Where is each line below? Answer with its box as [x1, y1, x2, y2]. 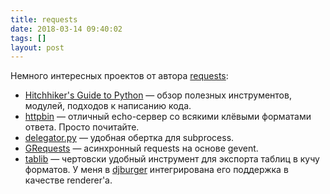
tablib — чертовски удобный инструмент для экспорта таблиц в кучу [24, 153, 320, 165]
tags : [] [10, 33, 47, 43]
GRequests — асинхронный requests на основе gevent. [24, 142, 259, 155]
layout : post [10, 42, 65, 53]
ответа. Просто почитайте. [24, 121, 140, 133]
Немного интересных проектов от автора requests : [10, 70, 229, 82]
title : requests [10, 14, 78, 25]
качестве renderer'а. [24, 174, 113, 186]
